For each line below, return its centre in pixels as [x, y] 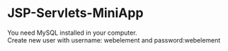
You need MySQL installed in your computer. [72, 33]
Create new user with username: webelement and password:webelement [114, 40]
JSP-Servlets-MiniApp [75, 13]
